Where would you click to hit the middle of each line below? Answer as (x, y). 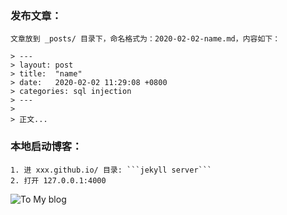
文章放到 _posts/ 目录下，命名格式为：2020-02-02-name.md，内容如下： (145, 39)
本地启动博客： (46, 147)
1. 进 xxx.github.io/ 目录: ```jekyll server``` (111, 170)
